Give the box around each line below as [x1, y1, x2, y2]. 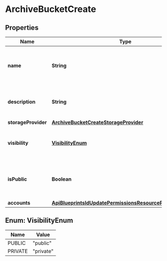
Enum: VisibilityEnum [5, 216, 74, 225]
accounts [7, 200, 31, 206]
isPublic [7, 176, 27, 183]
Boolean [51, 176, 72, 183]
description [7, 98, 36, 105]
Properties [5, 23, 39, 32]
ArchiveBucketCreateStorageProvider [51, 119, 144, 126]
